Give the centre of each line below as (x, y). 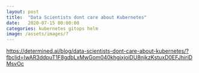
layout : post (23, 12)
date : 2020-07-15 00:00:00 (43, 23)
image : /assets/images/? (37, 34)
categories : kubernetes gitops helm (52, 28)
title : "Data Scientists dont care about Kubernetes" (77, 17)
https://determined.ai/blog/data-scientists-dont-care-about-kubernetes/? (97, 51)
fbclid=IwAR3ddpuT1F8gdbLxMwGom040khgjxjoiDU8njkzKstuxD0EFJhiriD (99, 57)
